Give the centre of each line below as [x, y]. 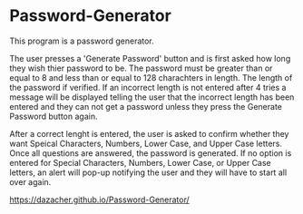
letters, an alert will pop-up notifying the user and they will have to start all [148, 172]
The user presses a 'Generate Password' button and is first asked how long [150, 58]
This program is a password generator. [82, 41]
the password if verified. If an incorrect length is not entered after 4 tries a [148, 87]
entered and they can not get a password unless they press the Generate [146, 106]
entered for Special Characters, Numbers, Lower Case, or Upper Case [141, 162]
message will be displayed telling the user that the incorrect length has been [152, 97]
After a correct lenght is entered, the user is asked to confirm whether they [149, 133]
